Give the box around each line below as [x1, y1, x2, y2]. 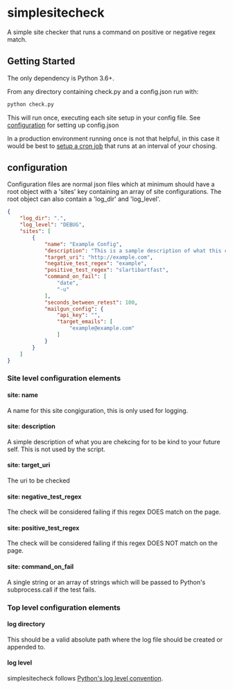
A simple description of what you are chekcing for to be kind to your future [7, 437, 221, 446]
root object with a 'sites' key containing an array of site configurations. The [7, 188, 222, 196]
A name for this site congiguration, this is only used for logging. [7, 406, 189, 414]
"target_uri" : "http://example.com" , [44, 254, 154, 261]
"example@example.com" [69, 325, 135, 332]
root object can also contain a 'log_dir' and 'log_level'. [7, 195, 161, 203]
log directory [7, 620, 46, 629]
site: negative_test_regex [7, 492, 82, 501]
